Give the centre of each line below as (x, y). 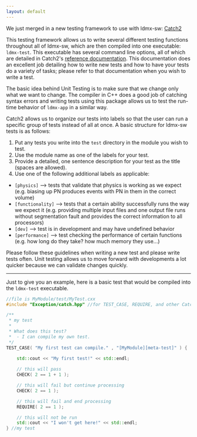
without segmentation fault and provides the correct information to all (98, 216)
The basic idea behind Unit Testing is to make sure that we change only (92, 88)
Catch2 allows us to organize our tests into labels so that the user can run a (97, 119)
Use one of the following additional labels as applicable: (82, 173)
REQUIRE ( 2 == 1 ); (40, 407)
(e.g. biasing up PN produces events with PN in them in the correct (95, 191)
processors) (29, 222)
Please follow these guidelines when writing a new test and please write (93, 253)
